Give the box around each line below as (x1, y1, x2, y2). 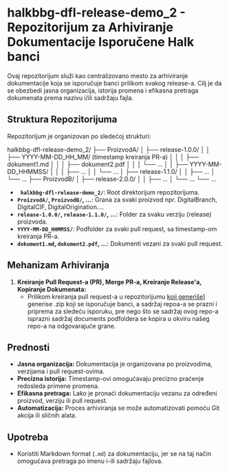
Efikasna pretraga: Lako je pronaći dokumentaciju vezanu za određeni (17, 389, 218, 397)
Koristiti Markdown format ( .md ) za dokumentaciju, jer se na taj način (17, 450, 212, 458)
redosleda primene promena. (17, 382, 100, 391)
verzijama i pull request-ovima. (17, 367, 105, 375)
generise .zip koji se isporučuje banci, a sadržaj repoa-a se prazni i (27, 299, 218, 308)
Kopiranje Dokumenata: (17, 285, 87, 293)
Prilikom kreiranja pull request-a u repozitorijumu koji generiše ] (27, 292, 206, 301)
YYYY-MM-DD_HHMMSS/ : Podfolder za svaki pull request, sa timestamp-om (17, 224, 217, 233)
